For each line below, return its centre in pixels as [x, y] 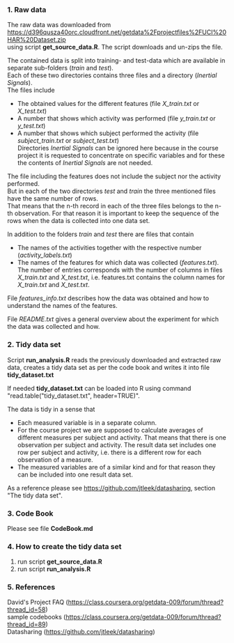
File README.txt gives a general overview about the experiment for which [113, 319]
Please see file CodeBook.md [50, 528]
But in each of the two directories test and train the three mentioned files [111, 191]
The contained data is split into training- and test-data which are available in [116, 61]
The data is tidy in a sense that [51, 409]
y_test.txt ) [31, 126]
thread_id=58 [26, 610]
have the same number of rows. [53, 199]
